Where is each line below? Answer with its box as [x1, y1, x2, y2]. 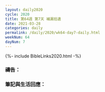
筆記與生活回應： [5, 81, 46, 88]
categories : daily [5, 26, 43, 31]
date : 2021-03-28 [5, 21, 41, 26]
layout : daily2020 [5, 7, 43, 12]
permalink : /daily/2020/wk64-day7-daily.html [5, 30, 100, 35]
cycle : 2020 [5, 12, 30, 17]
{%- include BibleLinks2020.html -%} [5, 53, 81, 59]
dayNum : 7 [5, 40, 26, 45]
